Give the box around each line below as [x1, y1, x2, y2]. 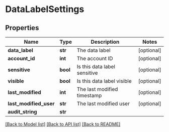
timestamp [76, 92, 102, 99]
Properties [5, 24, 39, 32]
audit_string [8, 108, 37, 115]
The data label [76, 47, 111, 54]
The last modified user [76, 100, 130, 107]
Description [91, 39, 120, 45]
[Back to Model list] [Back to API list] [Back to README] [5, 121, 121, 127]
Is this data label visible [76, 78, 132, 84]
